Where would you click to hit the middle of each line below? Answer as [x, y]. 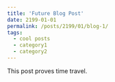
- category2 [30, 52]
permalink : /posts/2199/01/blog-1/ [58, 26]
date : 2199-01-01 [32, 20]
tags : [15, 32]
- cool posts [32, 39]
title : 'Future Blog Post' [46, 13]
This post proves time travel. [47, 71]
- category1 [30, 45]
